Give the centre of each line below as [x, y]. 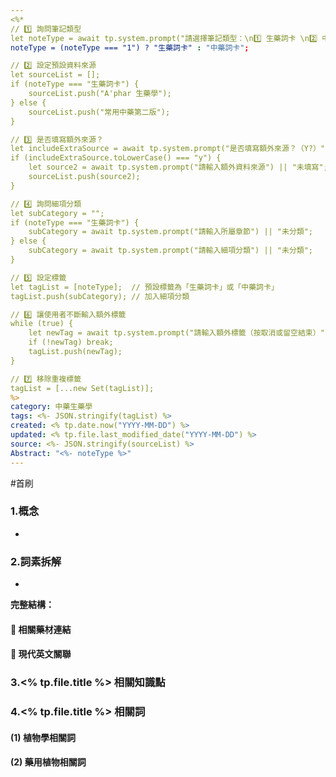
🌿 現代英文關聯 [41, 654]
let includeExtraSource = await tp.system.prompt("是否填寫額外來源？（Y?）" [168, 149]
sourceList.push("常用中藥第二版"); [99, 112]
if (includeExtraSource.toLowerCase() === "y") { [116, 158]
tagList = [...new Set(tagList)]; [82, 388]
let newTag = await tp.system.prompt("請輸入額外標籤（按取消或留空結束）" [176, 333]
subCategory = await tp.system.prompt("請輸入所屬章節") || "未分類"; [171, 232]
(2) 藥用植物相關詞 [48, 762]
